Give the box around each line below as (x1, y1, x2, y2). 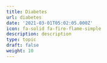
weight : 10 (6, 48, 34, 54)
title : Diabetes (6, 8, 47, 15)
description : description (6, 31, 71, 37)
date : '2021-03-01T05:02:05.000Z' (6, 20, 94, 26)
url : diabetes (6, 14, 42, 20)
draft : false (6, 43, 39, 49)
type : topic (6, 37, 36, 43)
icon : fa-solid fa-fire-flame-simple (6, 25, 102, 32)
